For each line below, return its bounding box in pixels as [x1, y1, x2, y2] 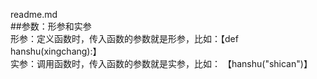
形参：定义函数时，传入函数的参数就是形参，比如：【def [10, 33, 239, 44]
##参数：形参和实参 [10, 20, 92, 32]
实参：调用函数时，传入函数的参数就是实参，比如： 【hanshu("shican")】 [10, 58, 313, 69]
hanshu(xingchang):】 [10, 45, 102, 57]
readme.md [10, 9, 58, 20]
